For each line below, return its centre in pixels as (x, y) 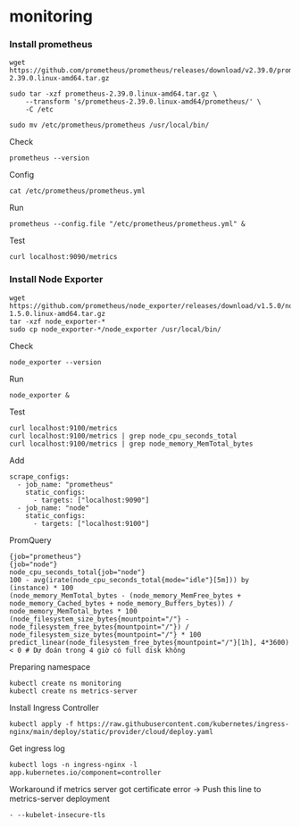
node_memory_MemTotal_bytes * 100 (74, 611)
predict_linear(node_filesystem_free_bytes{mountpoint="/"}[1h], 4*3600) (150, 642)
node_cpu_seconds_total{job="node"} (77, 572)
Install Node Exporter (56, 280)
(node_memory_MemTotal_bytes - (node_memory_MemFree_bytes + (125, 596)
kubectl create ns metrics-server (74, 691)
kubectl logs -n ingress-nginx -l (74, 764)
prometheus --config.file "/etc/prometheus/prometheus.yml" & (127, 224)
